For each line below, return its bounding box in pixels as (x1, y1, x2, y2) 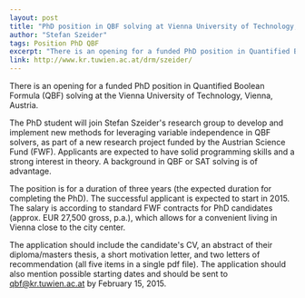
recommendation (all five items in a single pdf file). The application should (9, 259, 287, 269)
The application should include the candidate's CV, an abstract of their (9, 240, 273, 250)
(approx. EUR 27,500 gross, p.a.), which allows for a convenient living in (9, 213, 278, 223)
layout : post (9, 13, 59, 23)
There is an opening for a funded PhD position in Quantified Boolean (9, 81, 265, 91)
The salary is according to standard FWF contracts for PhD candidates (9, 203, 273, 214)
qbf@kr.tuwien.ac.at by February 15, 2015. (9, 278, 167, 289)
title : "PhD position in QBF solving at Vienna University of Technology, (9, 22, 299, 31)
